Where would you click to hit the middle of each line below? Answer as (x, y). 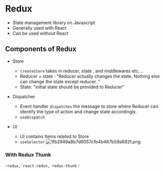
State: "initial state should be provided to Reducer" (72, 87)
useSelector (32, 142)
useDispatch (32, 117)
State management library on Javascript (54, 23)
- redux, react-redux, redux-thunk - (42, 165)
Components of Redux (41, 49)
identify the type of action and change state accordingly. (78, 111)
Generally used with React (39, 28)
